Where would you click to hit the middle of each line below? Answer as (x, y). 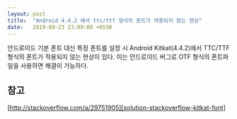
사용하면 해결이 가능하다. (54, 66)
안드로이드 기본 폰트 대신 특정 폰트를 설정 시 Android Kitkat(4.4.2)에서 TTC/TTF (118, 48)
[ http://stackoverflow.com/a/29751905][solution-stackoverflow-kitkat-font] (117, 108)
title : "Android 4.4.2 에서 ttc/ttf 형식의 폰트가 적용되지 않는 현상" (105, 21)
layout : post (27, 14)
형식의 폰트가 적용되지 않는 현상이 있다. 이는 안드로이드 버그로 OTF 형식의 (109, 57)
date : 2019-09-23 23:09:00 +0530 (60, 27)
